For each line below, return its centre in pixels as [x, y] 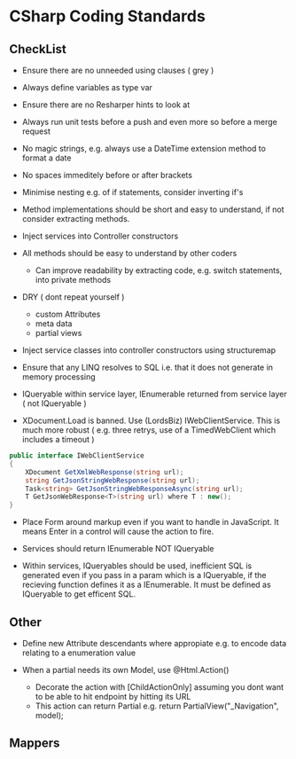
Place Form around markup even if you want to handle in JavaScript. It [150, 522]
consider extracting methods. [76, 219]
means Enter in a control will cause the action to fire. [118, 532]
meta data [54, 324]
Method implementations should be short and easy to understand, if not [153, 209]
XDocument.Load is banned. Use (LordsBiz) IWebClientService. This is [151, 420]
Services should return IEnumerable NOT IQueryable [118, 549]
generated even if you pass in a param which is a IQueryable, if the [144, 575]
